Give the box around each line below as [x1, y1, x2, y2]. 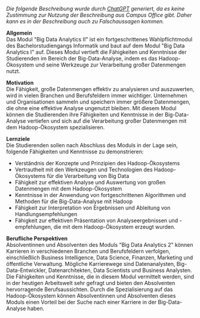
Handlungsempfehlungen [14, 211, 78, 217]
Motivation [6, 79, 34, 86]
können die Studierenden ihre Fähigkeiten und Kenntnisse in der [6, 111, 164, 118]
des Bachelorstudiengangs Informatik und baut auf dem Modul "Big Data [6, 42, 185, 49]
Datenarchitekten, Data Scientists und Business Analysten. [48, 266, 192, 274]
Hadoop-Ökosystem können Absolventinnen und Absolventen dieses [6, 292, 176, 299]
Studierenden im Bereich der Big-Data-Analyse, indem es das [6, 55, 158, 62]
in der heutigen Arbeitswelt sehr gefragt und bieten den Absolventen [6, 280, 176, 286]
